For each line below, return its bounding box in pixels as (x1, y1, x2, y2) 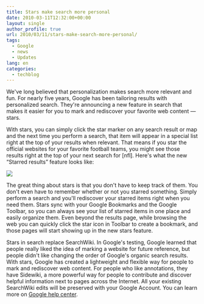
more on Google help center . (6, 291, 78, 298)
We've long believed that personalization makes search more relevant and (6, 88, 192, 95)
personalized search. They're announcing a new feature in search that (6, 101, 183, 109)
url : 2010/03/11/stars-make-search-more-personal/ (6, 32, 138, 38)
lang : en (6, 60, 29, 66)
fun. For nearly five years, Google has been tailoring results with (6, 95, 167, 102)
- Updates (12, 54, 37, 60)
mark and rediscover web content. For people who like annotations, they (6, 265, 188, 272)
